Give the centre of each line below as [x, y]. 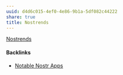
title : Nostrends [27, 22]
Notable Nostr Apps [39, 66]
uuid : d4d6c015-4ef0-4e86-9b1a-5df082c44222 [62, 11]
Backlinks [19, 52]
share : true [21, 17]
